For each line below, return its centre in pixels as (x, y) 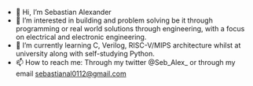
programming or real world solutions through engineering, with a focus (130, 29)
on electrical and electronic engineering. (81, 37)
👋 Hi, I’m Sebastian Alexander (63, 12)
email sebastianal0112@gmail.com (71, 73)
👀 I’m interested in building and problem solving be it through (114, 20)
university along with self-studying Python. (85, 54)
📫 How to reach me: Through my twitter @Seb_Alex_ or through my (125, 62)
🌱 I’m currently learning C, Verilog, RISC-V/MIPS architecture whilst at (128, 45)
